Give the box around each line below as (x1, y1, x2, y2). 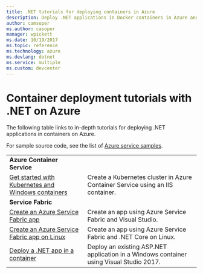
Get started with (9, 173, 55, 181)
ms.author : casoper (6, 25, 56, 32)
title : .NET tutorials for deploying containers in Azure (6, 8, 155, 15)
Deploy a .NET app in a (9, 246, 74, 255)
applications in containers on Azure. (6, 131, 96, 138)
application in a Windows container (87, 250, 187, 259)
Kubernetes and (9, 181, 55, 189)
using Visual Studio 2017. (87, 258, 161, 266)
